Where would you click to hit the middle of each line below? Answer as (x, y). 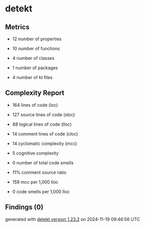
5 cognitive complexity (35, 153)
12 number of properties (37, 39)
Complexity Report (35, 93)
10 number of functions (36, 48)
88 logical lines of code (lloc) (42, 124)
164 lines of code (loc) (35, 105)
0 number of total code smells (43, 162)
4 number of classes (33, 58)
